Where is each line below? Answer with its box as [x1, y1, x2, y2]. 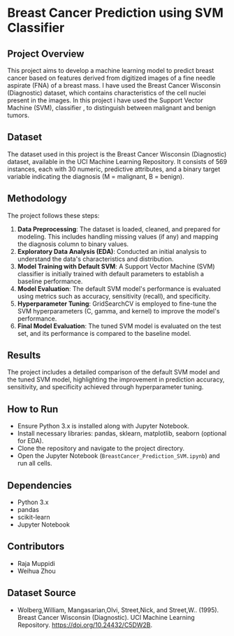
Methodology [7, 193, 68, 205]
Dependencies [7, 479, 72, 492]
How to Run [7, 403, 59, 415]
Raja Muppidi [17, 559, 56, 567]
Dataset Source [7, 587, 76, 599]
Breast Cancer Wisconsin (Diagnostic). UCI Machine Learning [17, 613, 195, 621]
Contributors [7, 541, 65, 553]
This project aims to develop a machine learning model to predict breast [7, 67, 214, 74]
